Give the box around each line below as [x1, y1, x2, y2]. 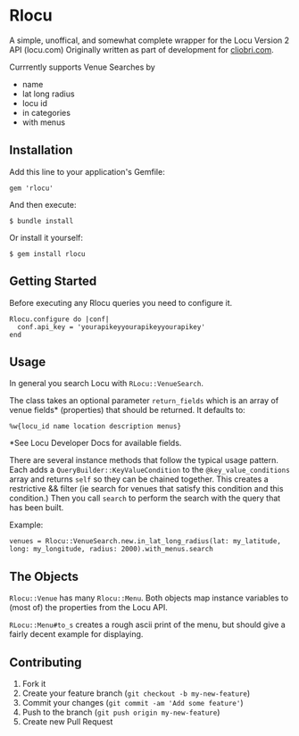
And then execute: [9, 199, 77, 210]
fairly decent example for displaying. [9, 629, 144, 640]
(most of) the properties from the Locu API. [9, 602, 168, 613]
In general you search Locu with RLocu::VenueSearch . [9, 378, 203, 389]
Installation [9, 143, 73, 158]
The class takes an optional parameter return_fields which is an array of [9, 395, 279, 406]
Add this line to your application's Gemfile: [9, 166, 165, 177]
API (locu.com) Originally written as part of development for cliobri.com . [9, 44, 274, 54]
